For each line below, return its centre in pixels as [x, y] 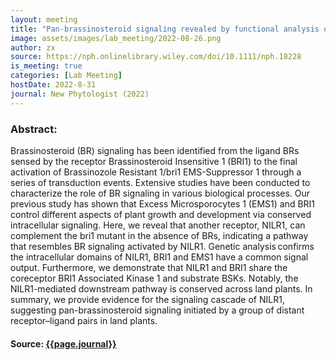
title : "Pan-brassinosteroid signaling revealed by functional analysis [165, 29]
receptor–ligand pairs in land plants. [84, 320]
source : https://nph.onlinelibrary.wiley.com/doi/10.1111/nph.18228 [156, 57]
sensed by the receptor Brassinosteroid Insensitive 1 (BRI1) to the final [154, 161]
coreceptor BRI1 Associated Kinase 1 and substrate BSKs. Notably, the [154, 278]
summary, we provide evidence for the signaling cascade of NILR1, [147, 299]
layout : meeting [44, 19]
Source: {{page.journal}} [63, 343]
